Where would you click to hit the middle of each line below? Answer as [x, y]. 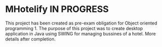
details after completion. [31, 39]
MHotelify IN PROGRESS [57, 9]
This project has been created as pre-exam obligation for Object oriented [81, 23]
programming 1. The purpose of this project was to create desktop [74, 28]
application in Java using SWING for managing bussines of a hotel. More [80, 33]
